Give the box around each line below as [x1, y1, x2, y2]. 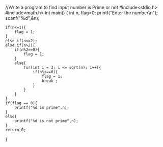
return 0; [5, 127, 26, 132]
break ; [41, 78, 58, 83]
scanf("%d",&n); [5, 15, 40, 21]
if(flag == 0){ [5, 101, 38, 106]
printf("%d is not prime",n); [14, 119, 79, 124]
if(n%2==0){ [14, 47, 40, 52]
